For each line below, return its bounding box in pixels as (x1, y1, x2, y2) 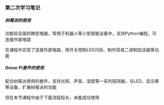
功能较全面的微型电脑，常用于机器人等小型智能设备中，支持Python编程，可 (5, 30, 157, 36)
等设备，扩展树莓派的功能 (5, 84, 57, 90)
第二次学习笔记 (5, 4, 41, 11)
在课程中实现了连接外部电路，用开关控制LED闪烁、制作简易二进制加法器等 (5, 47, 155, 52)
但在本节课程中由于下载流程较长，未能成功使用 (5, 94, 99, 100)
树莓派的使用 (5, 17, 31, 23)
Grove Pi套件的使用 (5, 65, 44, 71)
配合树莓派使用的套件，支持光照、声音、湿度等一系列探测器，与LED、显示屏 (5, 78, 159, 84)
